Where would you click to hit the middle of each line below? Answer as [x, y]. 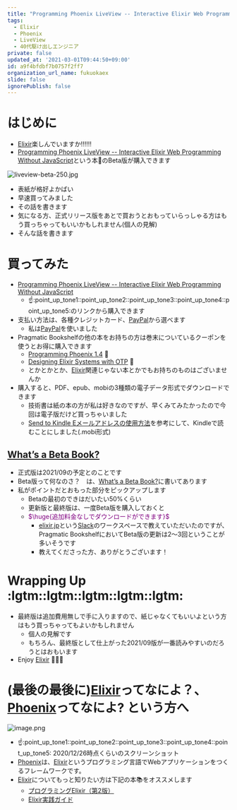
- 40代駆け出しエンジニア [46, 47]
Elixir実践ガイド [51, 799]
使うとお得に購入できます [55, 346]
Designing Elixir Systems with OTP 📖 [81, 362]
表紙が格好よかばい [45, 189]
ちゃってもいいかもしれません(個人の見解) [97, 225]
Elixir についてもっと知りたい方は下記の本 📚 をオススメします [105, 779]
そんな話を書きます [45, 233]
